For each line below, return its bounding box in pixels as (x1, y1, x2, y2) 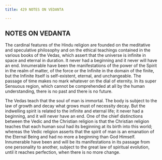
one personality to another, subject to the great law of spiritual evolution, (5, 144, 150, 150)
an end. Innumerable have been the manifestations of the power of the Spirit (5, 63, 157, 68)
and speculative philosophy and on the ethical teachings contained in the (5, 47, 151, 53)
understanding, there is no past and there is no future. (5, 88, 113, 95)
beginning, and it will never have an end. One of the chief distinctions (5, 113, 143, 119)
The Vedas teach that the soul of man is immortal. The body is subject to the (5, 98, 157, 104)
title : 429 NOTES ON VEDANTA (5, 7, 64, 12)
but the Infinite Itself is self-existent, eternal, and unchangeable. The (5, 73, 141, 79)
